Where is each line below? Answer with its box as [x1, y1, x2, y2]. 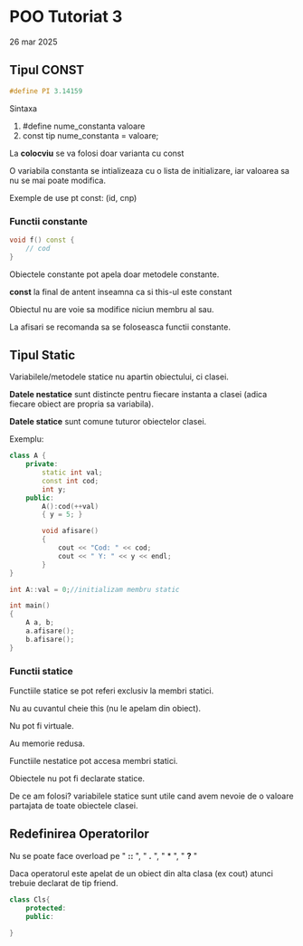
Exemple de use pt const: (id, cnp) [9, 192, 137, 203]
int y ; [42, 484, 67, 494]
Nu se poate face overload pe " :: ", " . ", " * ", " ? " [9, 850, 198, 861]
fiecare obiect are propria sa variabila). [9, 398, 154, 409]
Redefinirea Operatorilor [9, 827, 149, 842]
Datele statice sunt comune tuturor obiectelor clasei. [9, 416, 207, 427]
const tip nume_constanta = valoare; [22, 129, 159, 141]
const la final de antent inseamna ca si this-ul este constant [9, 286, 232, 297]
